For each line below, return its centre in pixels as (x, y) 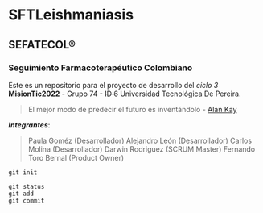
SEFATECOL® (42, 45)
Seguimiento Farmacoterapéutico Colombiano (101, 68)
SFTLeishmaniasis (71, 15)
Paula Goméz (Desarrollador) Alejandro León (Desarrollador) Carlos (140, 140)
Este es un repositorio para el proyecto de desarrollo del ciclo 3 (113, 85)
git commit (27, 200)
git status (27, 186)
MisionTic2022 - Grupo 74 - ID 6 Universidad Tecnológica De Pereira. (125, 94)
